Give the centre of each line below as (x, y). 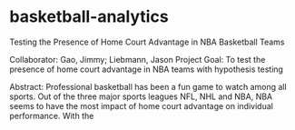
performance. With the (52, 115)
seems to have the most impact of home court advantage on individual (142, 105)
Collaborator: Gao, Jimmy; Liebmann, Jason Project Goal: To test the (138, 59)
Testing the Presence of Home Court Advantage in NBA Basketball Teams (147, 42)
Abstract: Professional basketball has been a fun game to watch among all (148, 86)
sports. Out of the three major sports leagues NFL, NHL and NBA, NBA (141, 96)
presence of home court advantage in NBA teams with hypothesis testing (147, 69)
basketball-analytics (89, 17)
